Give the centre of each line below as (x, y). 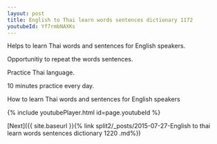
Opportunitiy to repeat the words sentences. (70, 59)
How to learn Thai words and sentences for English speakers (94, 99)
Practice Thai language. (41, 72)
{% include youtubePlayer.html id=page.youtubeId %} (84, 113)
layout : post (26, 13)
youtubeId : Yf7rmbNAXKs (41, 26)
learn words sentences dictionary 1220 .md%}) (74, 133)
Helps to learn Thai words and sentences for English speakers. (96, 46)
